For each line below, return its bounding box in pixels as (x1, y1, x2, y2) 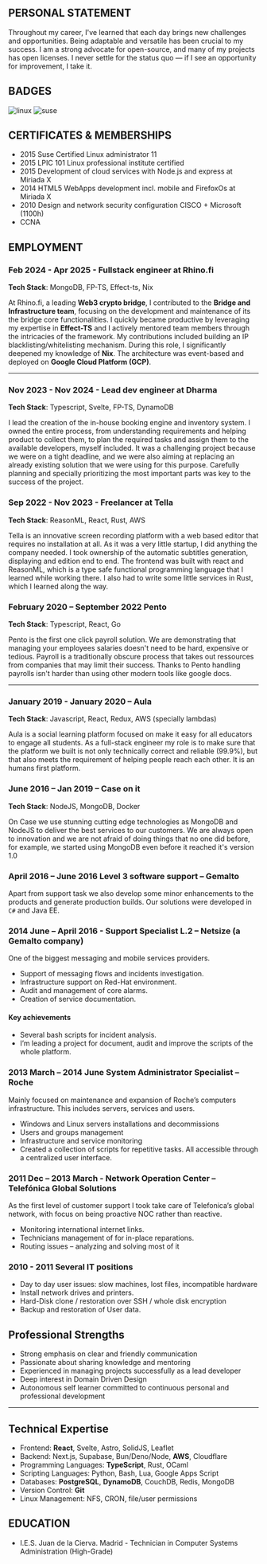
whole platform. (19, 1047, 72, 1057)
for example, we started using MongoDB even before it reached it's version (8, 842, 254, 851)
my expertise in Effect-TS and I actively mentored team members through (8, 323, 250, 333)
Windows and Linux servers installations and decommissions (19, 1119, 220, 1128)
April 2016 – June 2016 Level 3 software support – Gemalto (8, 870, 240, 882)
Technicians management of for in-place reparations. (19, 1234, 195, 1242)
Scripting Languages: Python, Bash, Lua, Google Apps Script (19, 1468, 219, 1478)
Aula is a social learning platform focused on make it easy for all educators (8, 729, 253, 739)
